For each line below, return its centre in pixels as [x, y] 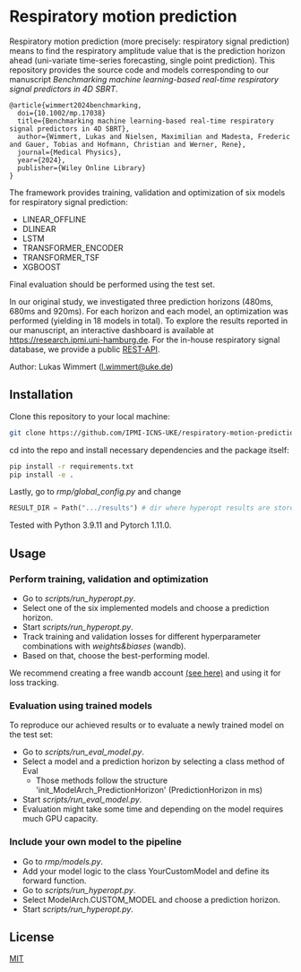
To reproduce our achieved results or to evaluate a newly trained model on [147, 725]
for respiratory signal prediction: [69, 202]
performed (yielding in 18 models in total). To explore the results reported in [149, 321]
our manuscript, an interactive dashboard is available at [112, 330]
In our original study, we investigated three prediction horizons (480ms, [141, 301]
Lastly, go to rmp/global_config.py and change [95, 492]
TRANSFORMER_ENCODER [73, 247]
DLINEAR [39, 228]
